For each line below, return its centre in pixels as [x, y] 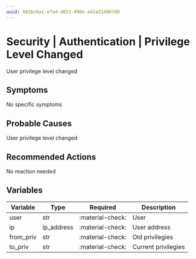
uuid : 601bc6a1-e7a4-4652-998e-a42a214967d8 [63, 12]
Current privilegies [159, 246]
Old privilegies [153, 237]
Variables [25, 190]
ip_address [58, 227]
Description [159, 207]
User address [151, 227]
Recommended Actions [51, 157]
